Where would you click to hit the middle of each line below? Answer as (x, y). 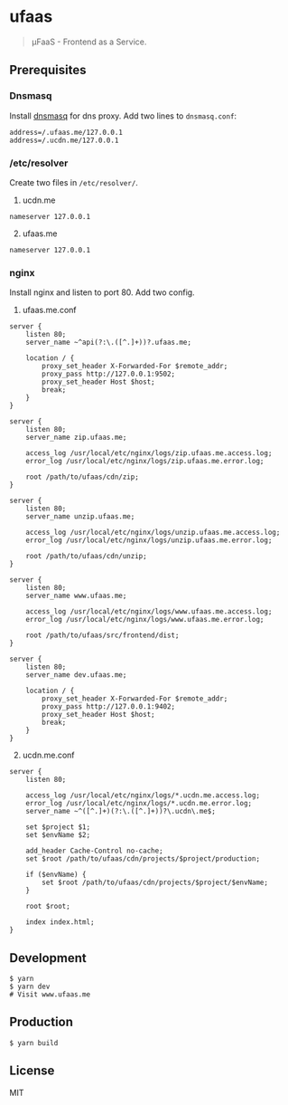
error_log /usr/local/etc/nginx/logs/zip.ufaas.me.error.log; (145, 462)
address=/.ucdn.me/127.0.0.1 (64, 140)
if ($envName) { (56, 875)
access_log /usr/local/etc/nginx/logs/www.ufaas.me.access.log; (149, 612)
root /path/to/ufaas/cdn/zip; (83, 477)
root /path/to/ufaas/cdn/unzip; (86, 557)
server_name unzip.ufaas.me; (80, 517)
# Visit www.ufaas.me (50, 995)
